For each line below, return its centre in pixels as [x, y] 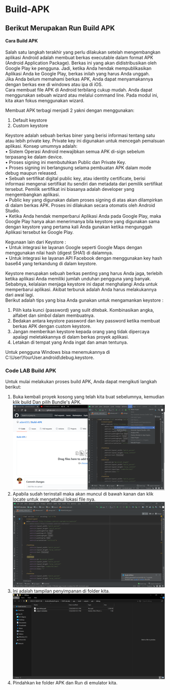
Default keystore [30, 120]
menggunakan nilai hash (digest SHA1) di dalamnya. [59, 253]
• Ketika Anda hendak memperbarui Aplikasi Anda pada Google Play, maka [83, 216]
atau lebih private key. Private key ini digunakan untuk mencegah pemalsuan [85, 141]
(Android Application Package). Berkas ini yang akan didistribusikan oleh [81, 63]
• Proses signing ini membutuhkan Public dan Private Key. [66, 162]
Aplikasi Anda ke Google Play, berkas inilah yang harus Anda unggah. [78, 73]
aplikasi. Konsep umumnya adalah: [41, 146]
